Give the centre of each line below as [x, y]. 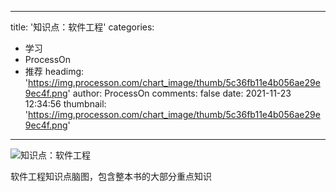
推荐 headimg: [54, 71]
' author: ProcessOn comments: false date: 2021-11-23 [179, 93]
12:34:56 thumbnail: [65, 104]
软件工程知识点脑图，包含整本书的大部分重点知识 [111, 176]
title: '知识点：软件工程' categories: [82, 27]
